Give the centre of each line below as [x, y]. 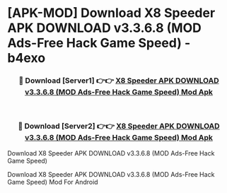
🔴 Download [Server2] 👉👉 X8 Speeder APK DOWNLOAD [119, 127]
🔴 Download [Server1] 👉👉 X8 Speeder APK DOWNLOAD [119, 81]
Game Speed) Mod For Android [53, 182]
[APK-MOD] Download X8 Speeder [111, 13]
